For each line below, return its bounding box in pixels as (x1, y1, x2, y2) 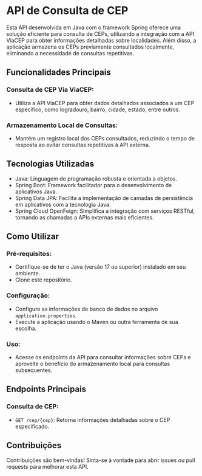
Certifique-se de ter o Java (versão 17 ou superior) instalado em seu (15, 263, 186, 271)
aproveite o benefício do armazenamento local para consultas (15, 360, 170, 368)
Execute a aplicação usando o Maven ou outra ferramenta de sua (15, 318, 178, 325)
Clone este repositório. (15, 276, 73, 283)
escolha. (15, 325, 37, 332)
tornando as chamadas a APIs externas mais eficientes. (15, 213, 154, 221)
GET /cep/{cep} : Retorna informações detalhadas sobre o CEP (15, 416, 170, 423)
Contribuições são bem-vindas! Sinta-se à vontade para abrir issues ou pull (6, 457, 195, 464)
